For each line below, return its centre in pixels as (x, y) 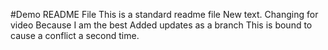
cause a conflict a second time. (75, 35)
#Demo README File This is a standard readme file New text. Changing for (164, 14)
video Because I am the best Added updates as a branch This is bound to (161, 25)
